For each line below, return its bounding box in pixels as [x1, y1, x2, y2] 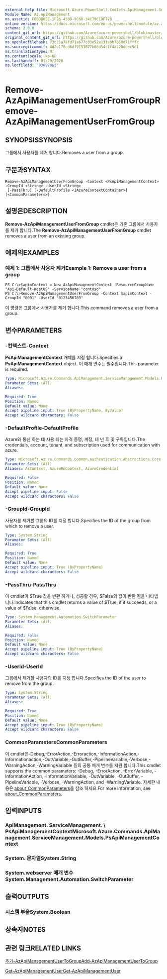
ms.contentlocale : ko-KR [5, 53, 57, 59]
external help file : [5, 7, 48, 12]
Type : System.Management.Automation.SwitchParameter [5, 615, 117, 620]
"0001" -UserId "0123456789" [23, 296, 83, 301]
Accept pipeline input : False [5, 489, 68, 494]
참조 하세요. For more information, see [75, 785, 151, 791]
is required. [5, 366, 28, 372]
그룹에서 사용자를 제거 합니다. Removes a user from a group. [5, 150, 124, 156]
